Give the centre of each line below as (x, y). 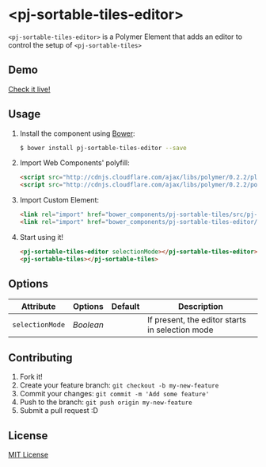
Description (200, 306)
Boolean (88, 325)
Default (125, 306)
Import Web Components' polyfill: (74, 163)
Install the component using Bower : (78, 133)
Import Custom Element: (59, 200)
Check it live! (29, 89)
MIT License (28, 455)
